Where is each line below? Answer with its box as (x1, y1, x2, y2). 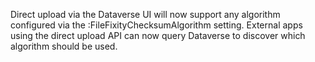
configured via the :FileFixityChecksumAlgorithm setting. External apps (10, 19, 303, 31)
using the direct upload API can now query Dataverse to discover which (10, 30, 306, 41)
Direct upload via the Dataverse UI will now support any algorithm (10, 9, 281, 20)
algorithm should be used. (10, 40, 118, 52)
